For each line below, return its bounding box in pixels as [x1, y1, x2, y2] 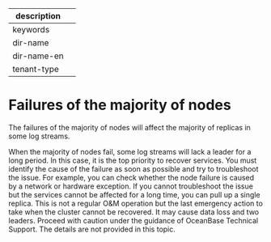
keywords [12, 24, 50, 35]
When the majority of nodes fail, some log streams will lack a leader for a [8, 146, 252, 156]
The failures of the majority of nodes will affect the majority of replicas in [8, 122, 251, 132]
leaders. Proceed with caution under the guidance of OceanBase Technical [8, 215, 259, 225]
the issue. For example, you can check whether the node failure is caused [8, 172, 255, 182]
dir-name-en [12, 50, 65, 62]
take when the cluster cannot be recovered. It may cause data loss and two [8, 206, 260, 217]
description [15, 11, 61, 21]
